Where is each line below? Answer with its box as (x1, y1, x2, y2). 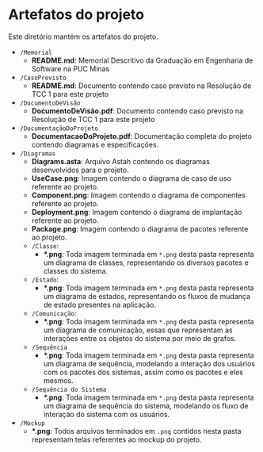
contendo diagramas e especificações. (31, 140, 159, 149)
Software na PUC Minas (31, 63, 110, 73)
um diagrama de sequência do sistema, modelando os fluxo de (43, 400, 249, 410)
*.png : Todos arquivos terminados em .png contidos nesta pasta (31, 426, 242, 435)
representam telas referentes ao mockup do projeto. (31, 435, 202, 444)
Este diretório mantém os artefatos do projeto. (8, 32, 158, 41)
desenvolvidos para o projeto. (31, 165, 129, 174)
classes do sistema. (43, 266, 109, 275)
